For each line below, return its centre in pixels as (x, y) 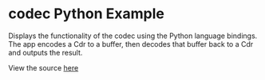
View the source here (44, 67)
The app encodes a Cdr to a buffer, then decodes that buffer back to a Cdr (131, 44)
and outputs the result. (45, 52)
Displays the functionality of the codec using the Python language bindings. (133, 36)
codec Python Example (87, 14)
